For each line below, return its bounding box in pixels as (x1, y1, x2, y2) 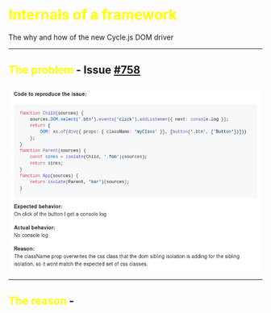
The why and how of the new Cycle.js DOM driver (8, 32, 174, 42)
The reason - (8, 294, 75, 308)
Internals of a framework (8, 6, 177, 24)
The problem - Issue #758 (8, 63, 141, 77)
